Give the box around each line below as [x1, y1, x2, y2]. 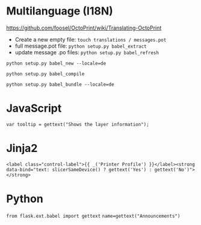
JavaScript [6, 101, 62, 115]
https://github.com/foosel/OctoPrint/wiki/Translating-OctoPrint [6, 24, 162, 31]
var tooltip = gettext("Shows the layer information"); [6, 121, 149, 127]
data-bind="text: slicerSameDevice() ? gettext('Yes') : [6, 166, 152, 173]
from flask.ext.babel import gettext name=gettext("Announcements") [6, 213, 181, 219]
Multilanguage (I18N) [6, 4, 113, 18]
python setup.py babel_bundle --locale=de [6, 81, 114, 87]
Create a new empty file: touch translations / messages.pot [14, 36, 167, 43]
